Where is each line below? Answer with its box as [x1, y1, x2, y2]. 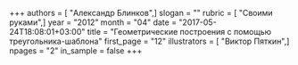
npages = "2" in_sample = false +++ [9, 45, 143, 56]
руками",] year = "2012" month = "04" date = [9, 17, 177, 28]
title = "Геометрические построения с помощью [87, 27, 272, 37]
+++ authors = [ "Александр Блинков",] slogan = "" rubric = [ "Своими [9, 8, 274, 18]
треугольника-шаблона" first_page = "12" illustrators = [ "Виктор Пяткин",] [9, 36, 290, 46]
